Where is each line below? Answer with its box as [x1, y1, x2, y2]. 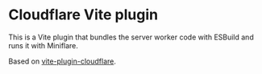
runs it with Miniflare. [8, 40, 79, 50]
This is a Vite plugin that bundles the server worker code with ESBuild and [8, 32, 254, 42]
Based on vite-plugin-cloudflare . [8, 56, 117, 66]
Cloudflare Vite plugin [8, 6, 159, 24]
